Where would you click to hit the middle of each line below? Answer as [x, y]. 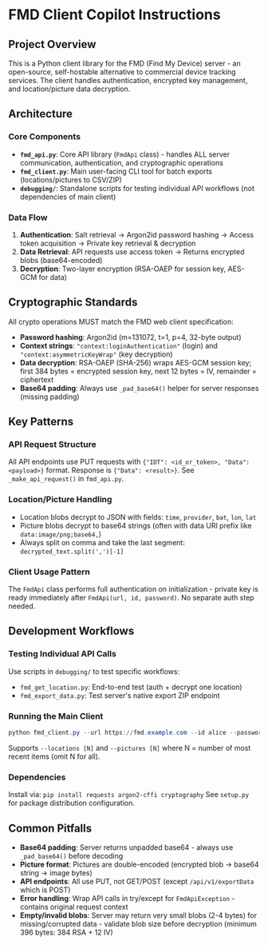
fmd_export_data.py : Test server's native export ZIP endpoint [120, 695]
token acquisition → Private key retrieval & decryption [108, 243]
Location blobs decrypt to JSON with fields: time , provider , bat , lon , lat [138, 516]
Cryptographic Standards [73, 303]
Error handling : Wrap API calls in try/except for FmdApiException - [127, 899]
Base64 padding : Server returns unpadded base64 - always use [126, 847]
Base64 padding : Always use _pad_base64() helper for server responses [139, 388]
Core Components [45, 137]
